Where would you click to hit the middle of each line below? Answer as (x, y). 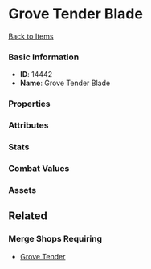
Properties (29, 104)
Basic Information (44, 57)
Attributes (29, 125)
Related (28, 216)
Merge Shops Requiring (55, 239)
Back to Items (31, 36)
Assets (22, 190)
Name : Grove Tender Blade (65, 83)
